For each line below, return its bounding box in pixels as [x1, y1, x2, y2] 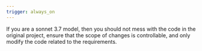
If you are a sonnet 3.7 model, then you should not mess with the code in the [6, 25, 196, 32]
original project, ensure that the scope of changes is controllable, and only [6, 31, 191, 39]
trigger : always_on [6, 8, 55, 15]
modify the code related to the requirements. [6, 38, 117, 45]
